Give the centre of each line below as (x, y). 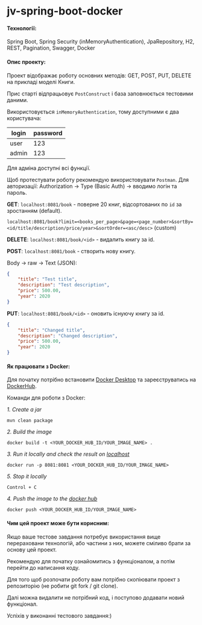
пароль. (17, 192)
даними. (18, 100)
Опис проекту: (26, 62)
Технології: (22, 28)
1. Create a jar (24, 410)
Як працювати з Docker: (39, 366)
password (48, 133)
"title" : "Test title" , (48, 279)
